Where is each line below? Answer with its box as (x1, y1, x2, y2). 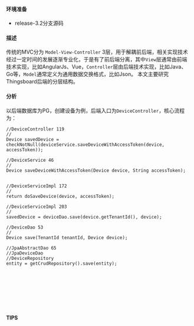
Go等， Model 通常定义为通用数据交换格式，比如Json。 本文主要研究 (6, 71, 169, 78)
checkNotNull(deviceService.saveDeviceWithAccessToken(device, (6, 142, 165, 148)
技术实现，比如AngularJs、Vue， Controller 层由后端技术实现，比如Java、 (6, 63, 187, 70)
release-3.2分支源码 (14, 19, 64, 27)
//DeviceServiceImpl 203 (6, 204, 67, 210)
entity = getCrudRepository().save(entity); (6, 260, 117, 266)
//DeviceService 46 (6, 157, 54, 163)
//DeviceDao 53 (6, 224, 44, 230)
